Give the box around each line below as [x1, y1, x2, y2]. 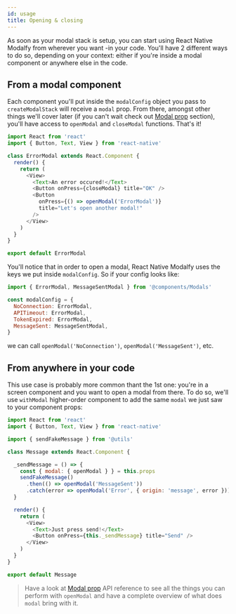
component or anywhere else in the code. [7, 58, 129, 67]
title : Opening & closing [7, 17, 83, 24]
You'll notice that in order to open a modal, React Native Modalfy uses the [7, 262, 221, 271]
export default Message [7, 571, 77, 578]
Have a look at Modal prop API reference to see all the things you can [24, 584, 225, 592]
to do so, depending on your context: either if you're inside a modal [7, 51, 202, 60]
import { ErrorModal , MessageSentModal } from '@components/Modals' [7, 283, 212, 291]
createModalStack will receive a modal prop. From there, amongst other [7, 105, 211, 113]
